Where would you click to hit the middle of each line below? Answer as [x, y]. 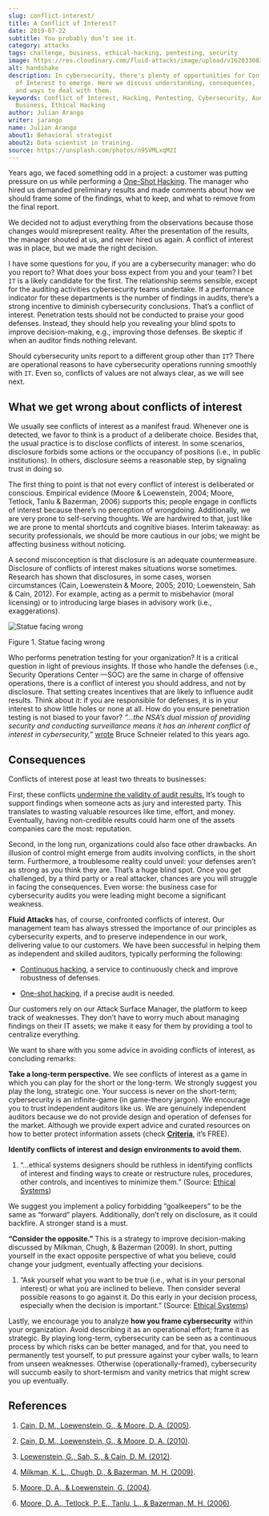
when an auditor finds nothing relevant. [73, 340]
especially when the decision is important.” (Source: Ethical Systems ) [134, 1305]
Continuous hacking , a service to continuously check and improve [129, 969]
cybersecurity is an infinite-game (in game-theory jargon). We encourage [129, 1100]
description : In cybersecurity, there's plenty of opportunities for [127, 75]
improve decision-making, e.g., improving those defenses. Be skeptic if [126, 332]
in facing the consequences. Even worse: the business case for [113, 887]
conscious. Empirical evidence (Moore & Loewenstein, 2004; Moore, [121, 493]
